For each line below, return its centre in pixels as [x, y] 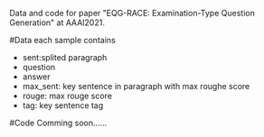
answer [36, 77]
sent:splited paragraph [65, 57]
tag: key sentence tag [63, 105]
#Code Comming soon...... [58, 123]
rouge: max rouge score [67, 96]
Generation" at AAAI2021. [57, 23]
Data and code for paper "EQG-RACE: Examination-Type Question [132, 13]
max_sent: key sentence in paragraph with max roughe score [136, 86]
